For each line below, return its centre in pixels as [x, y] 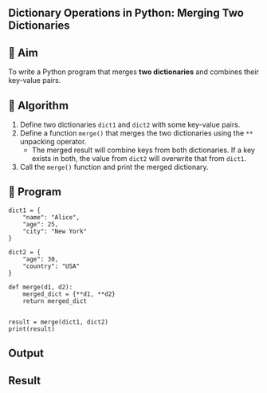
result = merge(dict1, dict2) [59, 322]
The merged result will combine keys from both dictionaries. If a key [143, 150]
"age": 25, [41, 224]
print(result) [32, 329]
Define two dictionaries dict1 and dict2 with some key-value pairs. [130, 125]
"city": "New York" [55, 231]
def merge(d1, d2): [41, 287]
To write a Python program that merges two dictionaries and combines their [133, 72]
